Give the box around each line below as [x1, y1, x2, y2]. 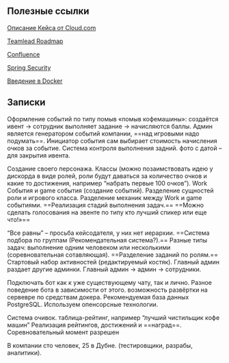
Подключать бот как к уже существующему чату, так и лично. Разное [7, 278, 213, 286]
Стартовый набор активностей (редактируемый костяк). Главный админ [7, 258, 220, 266]
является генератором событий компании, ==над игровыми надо [7, 129, 200, 138]
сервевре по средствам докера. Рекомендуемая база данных [7, 292, 189, 301]
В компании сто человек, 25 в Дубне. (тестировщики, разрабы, [7, 341, 193, 349]
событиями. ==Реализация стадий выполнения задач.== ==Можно [7, 201, 204, 209]
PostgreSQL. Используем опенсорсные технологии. [7, 300, 159, 308]
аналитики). [7, 349, 42, 357]
